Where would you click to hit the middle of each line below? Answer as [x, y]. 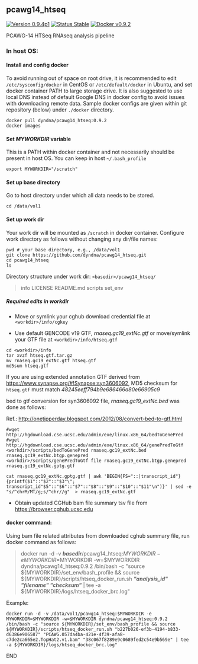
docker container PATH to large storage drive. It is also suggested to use [94, 91]
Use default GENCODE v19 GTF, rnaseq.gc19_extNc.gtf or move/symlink [102, 333]
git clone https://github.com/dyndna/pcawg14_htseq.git [76, 255]
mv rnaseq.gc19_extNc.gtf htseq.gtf [51, 360]
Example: [17, 603]
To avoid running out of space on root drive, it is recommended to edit [91, 78]
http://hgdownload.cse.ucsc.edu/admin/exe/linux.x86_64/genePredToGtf [95, 445]
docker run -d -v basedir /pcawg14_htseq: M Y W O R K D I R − [90, 553]
